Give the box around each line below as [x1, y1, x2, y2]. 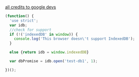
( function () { [5, 14, 34, 19]
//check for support [9, 27, 52, 32]
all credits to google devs [5, 4, 56, 10]
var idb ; [9, 23, 28, 27]
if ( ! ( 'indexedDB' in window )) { [9, 32, 78, 37]
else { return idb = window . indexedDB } [9, 50, 89, 55]
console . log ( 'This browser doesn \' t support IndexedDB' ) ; [14, 36, 135, 41]
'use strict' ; [9, 18, 38, 23]
